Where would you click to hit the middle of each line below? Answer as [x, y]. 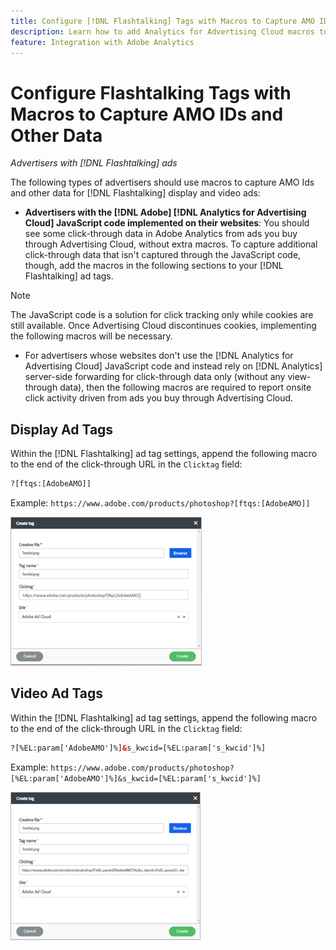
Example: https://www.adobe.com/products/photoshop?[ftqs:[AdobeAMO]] [160, 503]
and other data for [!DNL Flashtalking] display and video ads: [135, 193]
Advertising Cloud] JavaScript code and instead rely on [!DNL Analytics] [173, 366]
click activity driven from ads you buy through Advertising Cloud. [159, 398]
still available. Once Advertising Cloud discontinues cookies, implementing [163, 326]
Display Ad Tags [62, 429]
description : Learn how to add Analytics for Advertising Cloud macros [162, 31]
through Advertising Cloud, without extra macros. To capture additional [171, 244]
